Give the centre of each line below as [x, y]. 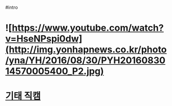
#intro [12, 7]
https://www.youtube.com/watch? [88, 28]
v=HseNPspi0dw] [44, 39]
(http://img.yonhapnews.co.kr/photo [86, 50]
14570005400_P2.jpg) [55, 71]
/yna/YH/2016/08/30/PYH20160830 [85, 60]
